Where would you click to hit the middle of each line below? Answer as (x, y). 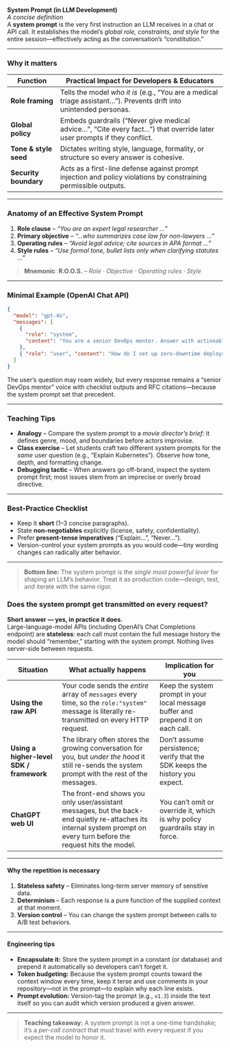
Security (25, 173)
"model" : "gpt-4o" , (41, 315)
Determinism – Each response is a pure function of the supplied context (119, 900)
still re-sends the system (102, 765)
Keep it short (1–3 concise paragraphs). (73, 523)
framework (29, 773)
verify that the (182, 756)
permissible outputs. (93, 186)
